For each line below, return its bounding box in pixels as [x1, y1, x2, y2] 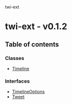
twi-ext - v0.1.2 [5, 21, 68, 32]
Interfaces [5, 77, 30, 84]
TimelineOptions [12, 89, 45, 95]
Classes [5, 55, 25, 61]
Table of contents [5, 40, 59, 48]
